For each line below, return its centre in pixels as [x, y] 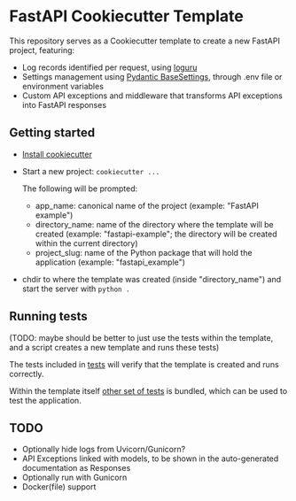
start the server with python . [76, 289]
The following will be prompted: [80, 189]
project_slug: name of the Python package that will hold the [144, 252]
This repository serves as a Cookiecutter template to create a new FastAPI [145, 41]
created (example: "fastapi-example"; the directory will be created [156, 234]
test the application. [45, 400]
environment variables [63, 86]
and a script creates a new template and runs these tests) [114, 347]
